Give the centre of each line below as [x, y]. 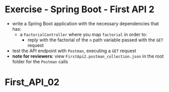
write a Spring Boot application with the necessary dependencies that [86, 24]
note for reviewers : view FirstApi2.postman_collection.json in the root [88, 56]
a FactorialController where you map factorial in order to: [83, 34]
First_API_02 [32, 82]
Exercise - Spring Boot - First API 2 [80, 9]
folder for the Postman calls [40, 61]
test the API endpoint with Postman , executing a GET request [74, 51]
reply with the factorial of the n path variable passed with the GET [95, 40]
